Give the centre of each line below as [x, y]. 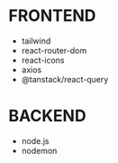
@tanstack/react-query [65, 79]
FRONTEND [52, 16]
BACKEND [47, 116]
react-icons [43, 60]
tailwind [36, 41]
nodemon [39, 150]
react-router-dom [54, 50]
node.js [36, 140]
